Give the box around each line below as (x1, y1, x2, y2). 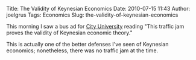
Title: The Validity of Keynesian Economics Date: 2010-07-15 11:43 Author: (6, 5, 191, 12)
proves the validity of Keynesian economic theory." (6, 29, 133, 36)
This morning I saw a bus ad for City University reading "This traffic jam (6, 23, 185, 30)
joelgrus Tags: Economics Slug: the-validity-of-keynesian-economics (6, 11, 179, 18)
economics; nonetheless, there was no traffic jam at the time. (6, 47, 159, 54)
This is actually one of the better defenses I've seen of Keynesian (6, 41, 169, 48)
